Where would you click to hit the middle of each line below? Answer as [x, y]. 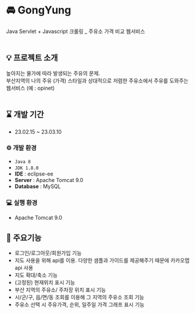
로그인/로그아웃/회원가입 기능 [48, 253]
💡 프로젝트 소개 [32, 58]
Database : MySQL [38, 186]
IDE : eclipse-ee [34, 174]
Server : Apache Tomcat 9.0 [49, 180]
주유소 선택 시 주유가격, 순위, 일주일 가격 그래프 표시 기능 [80, 304]
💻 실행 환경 [22, 203]
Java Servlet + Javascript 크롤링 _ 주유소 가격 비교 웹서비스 [76, 31]
